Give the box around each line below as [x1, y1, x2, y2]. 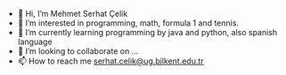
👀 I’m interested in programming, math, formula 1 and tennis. [17, 18, 239, 28]
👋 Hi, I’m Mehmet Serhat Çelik [17, 9, 128, 19]
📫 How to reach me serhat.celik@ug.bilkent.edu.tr [17, 56, 204, 66]
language [17, 36, 53, 47]
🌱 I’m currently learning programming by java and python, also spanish [17, 27, 278, 37]
